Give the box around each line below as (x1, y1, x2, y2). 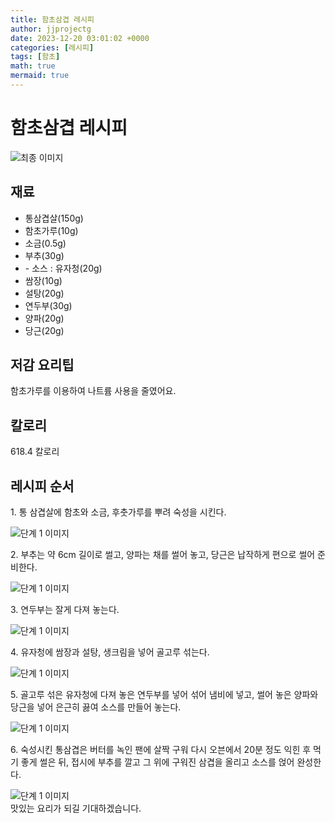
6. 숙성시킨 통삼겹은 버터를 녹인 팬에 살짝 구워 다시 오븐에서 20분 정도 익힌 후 (10, 744, 312, 756)
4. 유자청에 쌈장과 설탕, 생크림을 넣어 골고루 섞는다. (10, 646, 210, 658)
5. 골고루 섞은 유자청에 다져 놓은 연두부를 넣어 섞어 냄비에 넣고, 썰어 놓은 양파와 (10, 689, 319, 701)
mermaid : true (10, 71, 70, 81)
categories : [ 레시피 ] (10, 42, 95, 53)
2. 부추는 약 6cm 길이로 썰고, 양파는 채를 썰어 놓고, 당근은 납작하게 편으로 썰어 (10, 549, 316, 561)
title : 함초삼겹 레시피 (10, 14, 95, 25)
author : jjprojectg (10, 24, 92, 34)
